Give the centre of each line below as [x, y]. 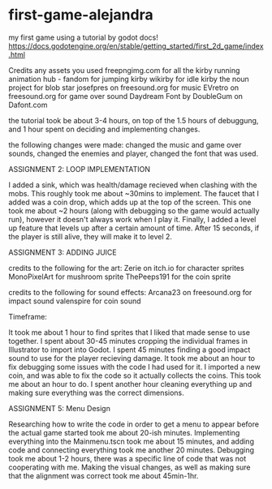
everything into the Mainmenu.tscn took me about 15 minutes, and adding [131, 441]
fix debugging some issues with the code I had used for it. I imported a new [135, 367]
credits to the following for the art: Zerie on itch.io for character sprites [127, 268]
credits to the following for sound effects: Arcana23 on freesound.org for [130, 292]
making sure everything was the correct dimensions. [96, 392]
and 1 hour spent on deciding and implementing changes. [104, 129]
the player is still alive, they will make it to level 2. [91, 236]
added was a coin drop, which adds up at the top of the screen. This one [130, 202]
